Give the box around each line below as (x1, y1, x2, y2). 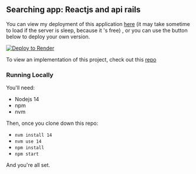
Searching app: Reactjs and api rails (6, 5, 141, 15)
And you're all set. (6, 162, 50, 169)
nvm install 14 (14, 133, 53, 138)
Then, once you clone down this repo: (6, 120, 99, 127)
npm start (14, 151, 40, 157)
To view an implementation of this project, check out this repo (6, 56, 156, 63)
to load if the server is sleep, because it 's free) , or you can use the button (6, 27, 188, 34)
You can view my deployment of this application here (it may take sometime (6, 20, 190, 27)
